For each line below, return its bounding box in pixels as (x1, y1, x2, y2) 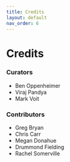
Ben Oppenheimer (14, 82, 61, 89)
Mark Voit (14, 95, 39, 102)
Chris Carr (14, 130, 41, 138)
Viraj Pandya (14, 88, 47, 96)
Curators (6, 68, 33, 77)
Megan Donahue (14, 137, 57, 144)
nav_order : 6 (6, 20, 39, 26)
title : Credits (6, 9, 45, 15)
